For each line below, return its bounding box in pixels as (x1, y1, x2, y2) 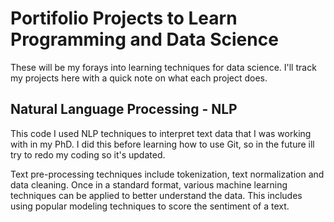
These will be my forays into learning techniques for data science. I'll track (10, 61, 317, 73)
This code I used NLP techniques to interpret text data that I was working (10, 127, 312, 139)
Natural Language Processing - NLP (10, 101, 238, 118)
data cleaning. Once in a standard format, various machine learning (10, 178, 288, 191)
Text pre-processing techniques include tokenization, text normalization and (10, 168, 325, 180)
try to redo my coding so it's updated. (10, 148, 166, 161)
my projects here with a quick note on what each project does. (10, 72, 268, 84)
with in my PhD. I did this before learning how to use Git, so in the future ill (10, 138, 315, 150)
